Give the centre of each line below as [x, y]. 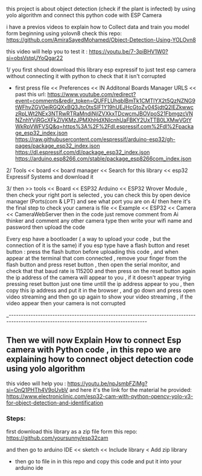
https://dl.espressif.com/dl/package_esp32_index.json [82, 152]
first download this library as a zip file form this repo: [72, 432]
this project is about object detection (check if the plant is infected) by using [101, 9]
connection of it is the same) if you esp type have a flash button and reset [98, 245]
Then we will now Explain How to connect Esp [94, 341]
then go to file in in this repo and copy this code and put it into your [98, 461]
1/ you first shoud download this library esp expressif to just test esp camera [101, 70]
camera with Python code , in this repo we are [94, 350]
